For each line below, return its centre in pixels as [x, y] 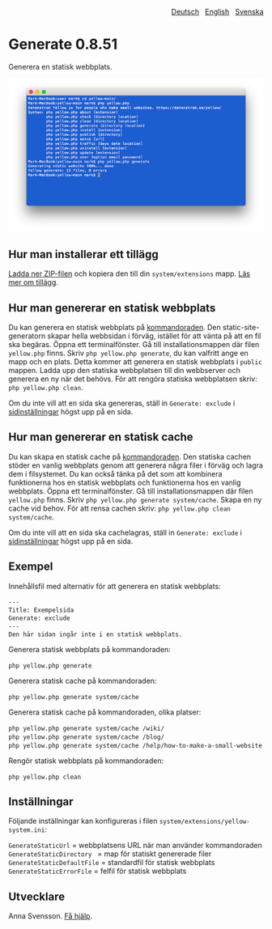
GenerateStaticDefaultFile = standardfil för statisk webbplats [112, 863]
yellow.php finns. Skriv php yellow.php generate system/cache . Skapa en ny [135, 499]
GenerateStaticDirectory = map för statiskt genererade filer [110, 854]
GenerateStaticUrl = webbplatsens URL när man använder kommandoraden [136, 846]
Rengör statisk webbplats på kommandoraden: [86, 761]
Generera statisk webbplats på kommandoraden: [90, 649]
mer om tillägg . [34, 282]
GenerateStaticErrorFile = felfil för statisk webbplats [98, 871]
